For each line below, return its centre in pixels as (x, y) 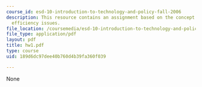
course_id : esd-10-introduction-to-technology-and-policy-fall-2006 (94, 12)
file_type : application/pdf (41, 34)
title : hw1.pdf (25, 46)
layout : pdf (21, 40)
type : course (23, 51)
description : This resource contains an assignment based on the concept (101, 17)
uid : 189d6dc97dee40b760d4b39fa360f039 (56, 56)
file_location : (25, 28)
